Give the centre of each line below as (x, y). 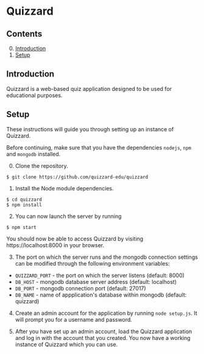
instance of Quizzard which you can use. (66, 344)
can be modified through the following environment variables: (92, 263)
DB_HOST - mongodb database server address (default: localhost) (96, 281)
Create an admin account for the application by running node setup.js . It (106, 313)
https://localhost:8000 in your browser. (55, 245)
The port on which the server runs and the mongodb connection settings (106, 257)
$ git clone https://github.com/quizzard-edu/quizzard (77, 177)
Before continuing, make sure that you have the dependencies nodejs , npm (99, 147)
